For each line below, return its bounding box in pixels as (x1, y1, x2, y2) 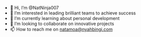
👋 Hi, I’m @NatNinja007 (10, 5, 59, 10)
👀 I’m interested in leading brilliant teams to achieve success (10, 10, 136, 16)
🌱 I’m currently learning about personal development (10, 15, 120, 21)
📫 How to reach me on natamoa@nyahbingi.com (10, 26, 113, 32)
